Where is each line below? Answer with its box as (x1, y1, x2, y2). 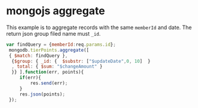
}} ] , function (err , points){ (11, 69, 84, 75)
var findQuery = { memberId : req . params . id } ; (6, 42, 116, 47)
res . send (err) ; (30, 80, 68, 87)
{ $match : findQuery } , (8, 52, 68, 59)
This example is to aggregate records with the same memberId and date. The (6, 24, 192, 31)
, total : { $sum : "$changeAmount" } (11, 63, 103, 69)
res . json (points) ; (19, 91, 66, 97)
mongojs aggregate (6, 4, 106, 18)
